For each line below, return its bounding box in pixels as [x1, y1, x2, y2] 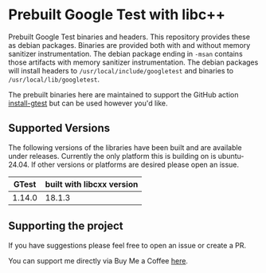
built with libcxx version [45, 178, 139, 189]
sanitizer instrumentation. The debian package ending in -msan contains [8, 49, 243, 58]
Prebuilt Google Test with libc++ [8, 6, 225, 24]
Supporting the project [8, 220, 123, 233]
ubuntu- [217, 151, 244, 160]
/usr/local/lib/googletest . [8, 74, 100, 84]
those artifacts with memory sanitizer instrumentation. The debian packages [8, 57, 259, 67]
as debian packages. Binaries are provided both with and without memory [8, 40, 251, 49]
